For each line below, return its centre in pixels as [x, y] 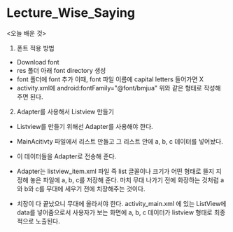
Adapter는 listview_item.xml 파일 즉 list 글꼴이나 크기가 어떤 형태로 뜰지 [115, 171]
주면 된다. [30, 97]
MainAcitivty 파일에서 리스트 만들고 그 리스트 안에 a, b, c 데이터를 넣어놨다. [120, 141]
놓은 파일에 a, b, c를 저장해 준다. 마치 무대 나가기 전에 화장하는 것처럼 [125, 179]
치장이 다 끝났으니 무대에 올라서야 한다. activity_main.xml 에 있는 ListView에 [121, 203]
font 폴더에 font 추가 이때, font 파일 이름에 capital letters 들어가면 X [110, 79]
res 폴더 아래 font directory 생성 [61, 70]
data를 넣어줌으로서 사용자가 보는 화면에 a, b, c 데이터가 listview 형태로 [114, 212]
